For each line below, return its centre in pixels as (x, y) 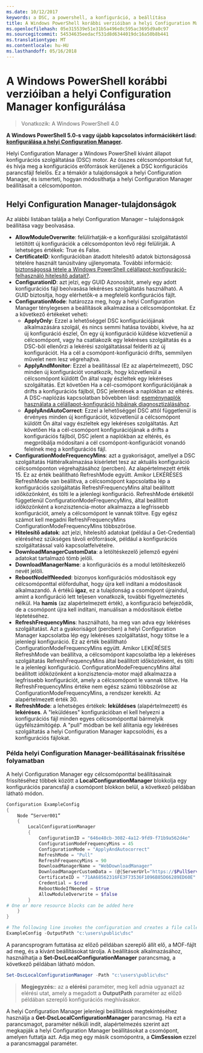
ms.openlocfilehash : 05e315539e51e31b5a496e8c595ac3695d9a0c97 (88, 29)
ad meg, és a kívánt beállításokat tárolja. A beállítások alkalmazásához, (94, 951)
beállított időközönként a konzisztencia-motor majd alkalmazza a (95, 674)
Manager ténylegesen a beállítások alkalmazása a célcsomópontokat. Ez (105, 308)
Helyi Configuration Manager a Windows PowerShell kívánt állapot (89, 153)
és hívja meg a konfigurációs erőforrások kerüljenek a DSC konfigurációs (97, 166)
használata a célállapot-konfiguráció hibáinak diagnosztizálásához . (108, 404)
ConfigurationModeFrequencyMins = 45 (86, 843)
